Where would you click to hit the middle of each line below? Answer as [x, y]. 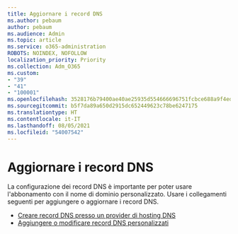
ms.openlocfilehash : [38, 100]
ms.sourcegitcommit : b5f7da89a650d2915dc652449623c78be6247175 [103, 106]
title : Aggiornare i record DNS [55, 14]
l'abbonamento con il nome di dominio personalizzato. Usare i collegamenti [117, 194]
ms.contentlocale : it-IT [44, 119]
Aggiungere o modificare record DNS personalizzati [93, 223]
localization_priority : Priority [57, 60]
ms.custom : [23, 73]
